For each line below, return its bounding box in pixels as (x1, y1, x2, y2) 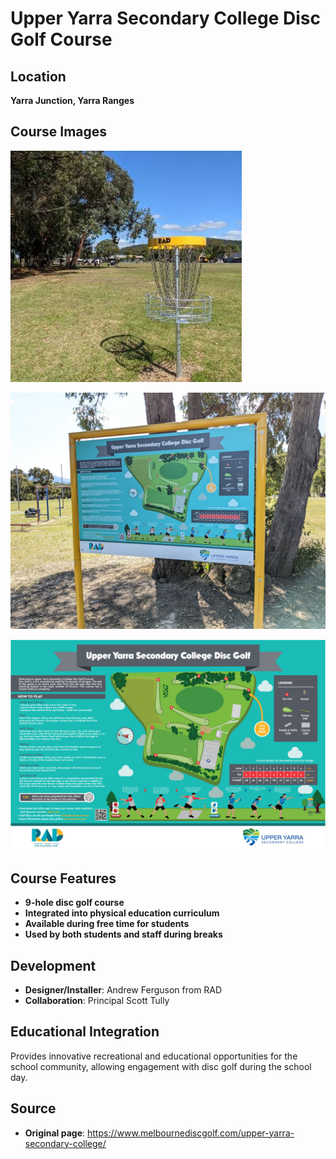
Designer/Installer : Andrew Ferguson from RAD (24, 984, 223, 996)
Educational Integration (10, 1023, 160, 1041)
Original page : (24, 1127, 86, 1139)
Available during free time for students (24, 918, 190, 930)
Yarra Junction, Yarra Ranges (10, 95, 135, 106)
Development (10, 957, 97, 974)
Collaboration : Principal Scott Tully (24, 995, 170, 1007)
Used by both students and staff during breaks (24, 928, 223, 941)
